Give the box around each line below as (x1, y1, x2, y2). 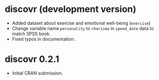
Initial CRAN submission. (12, 70, 63, 76)
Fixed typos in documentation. (12, 36, 75, 42)
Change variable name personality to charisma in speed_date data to (12, 25, 154, 31)
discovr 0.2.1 (5, 53, 59, 65)
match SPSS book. (12, 30, 51, 36)
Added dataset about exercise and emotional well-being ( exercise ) (12, 20, 151, 26)
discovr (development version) (5, 3, 136, 15)
